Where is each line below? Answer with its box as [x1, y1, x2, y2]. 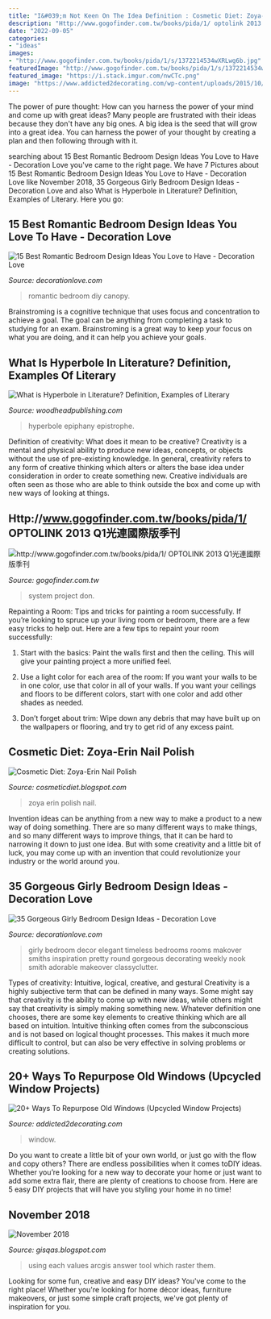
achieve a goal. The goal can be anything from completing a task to [8, 315, 232, 325]
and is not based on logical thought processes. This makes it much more [8, 1029, 250, 1038]
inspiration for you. [8, 1302, 71, 1312]
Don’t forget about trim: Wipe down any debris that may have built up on [19, 713, 261, 722]
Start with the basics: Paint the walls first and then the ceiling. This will [19, 647, 255, 657]
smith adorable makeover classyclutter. [27, 962, 159, 972]
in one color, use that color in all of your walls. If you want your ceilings [19, 680, 256, 690]
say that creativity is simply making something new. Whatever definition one [8, 1003, 261, 1013]
